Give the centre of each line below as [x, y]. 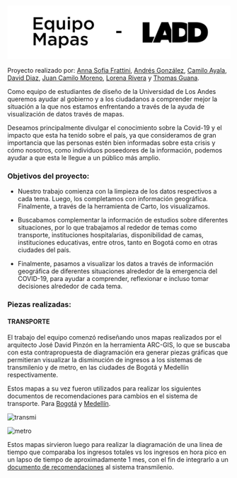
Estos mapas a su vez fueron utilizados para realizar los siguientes [104, 388]
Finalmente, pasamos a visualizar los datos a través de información [115, 264]
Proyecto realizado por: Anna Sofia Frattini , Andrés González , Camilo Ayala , [117, 71]
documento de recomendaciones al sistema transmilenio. [91, 467]
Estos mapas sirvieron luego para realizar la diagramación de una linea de [115, 444]
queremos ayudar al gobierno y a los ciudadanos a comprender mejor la [112, 99]
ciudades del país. [44, 250]
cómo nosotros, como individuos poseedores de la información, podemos [115, 150]
